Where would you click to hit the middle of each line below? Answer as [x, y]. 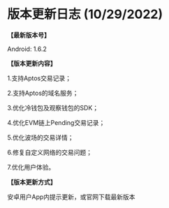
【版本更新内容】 [32, 63]
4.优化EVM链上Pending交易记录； [56, 122]
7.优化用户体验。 [31, 167]
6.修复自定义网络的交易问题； [50, 152]
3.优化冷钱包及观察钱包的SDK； [53, 107]
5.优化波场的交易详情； [41, 138]
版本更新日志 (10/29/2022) [85, 14]
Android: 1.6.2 [27, 49]
